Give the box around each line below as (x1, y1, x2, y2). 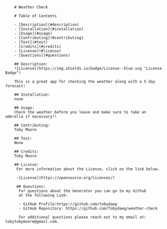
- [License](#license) (14, 48, 61, 53)
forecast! (5, 83, 26, 88)
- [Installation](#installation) (14, 26, 84, 31)
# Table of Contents (14, 13, 57, 18)
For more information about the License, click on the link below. (16, 166, 160, 171)
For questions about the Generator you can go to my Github (18, 188, 146, 193)
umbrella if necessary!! (5, 114, 57, 119)
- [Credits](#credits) (14, 44, 61, 49)
